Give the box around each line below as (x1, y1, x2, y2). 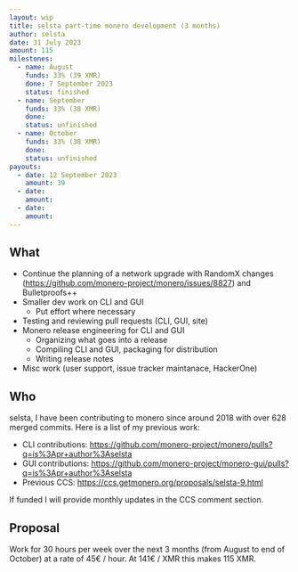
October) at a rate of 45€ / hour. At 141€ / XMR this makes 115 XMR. (9, 553, 256, 564)
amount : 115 (9, 46, 53, 55)
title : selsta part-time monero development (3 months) (9, 21, 221, 30)
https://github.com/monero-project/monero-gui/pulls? (91, 458, 289, 469)
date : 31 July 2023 (9, 37, 82, 47)
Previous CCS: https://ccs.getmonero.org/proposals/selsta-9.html (21, 478, 264, 488)
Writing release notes (35, 354, 114, 364)
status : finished (25, 87, 90, 96)
